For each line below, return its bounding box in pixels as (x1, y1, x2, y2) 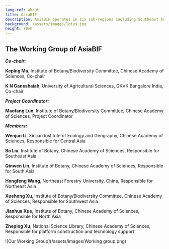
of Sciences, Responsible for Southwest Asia (5, 198, 98, 204)
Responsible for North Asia (5, 213, 61, 219)
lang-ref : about (5, 7, 39, 13)
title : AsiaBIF (5, 12, 37, 17)
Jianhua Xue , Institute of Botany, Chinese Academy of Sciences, (5, 208, 140, 214)
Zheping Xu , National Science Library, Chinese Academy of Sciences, (5, 223, 151, 229)
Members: (5, 123, 28, 129)
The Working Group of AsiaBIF (5, 45, 102, 53)
